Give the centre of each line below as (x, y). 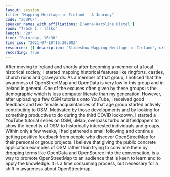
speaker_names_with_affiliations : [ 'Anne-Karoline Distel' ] (70, 24)
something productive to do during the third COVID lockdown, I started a (81, 115)
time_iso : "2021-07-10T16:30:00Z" (42, 43)
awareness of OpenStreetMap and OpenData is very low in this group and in (85, 83)
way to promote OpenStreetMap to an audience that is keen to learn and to (83, 158)
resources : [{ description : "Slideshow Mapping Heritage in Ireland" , (81, 48)
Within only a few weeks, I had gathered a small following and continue (79, 131)
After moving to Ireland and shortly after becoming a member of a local (79, 67)
